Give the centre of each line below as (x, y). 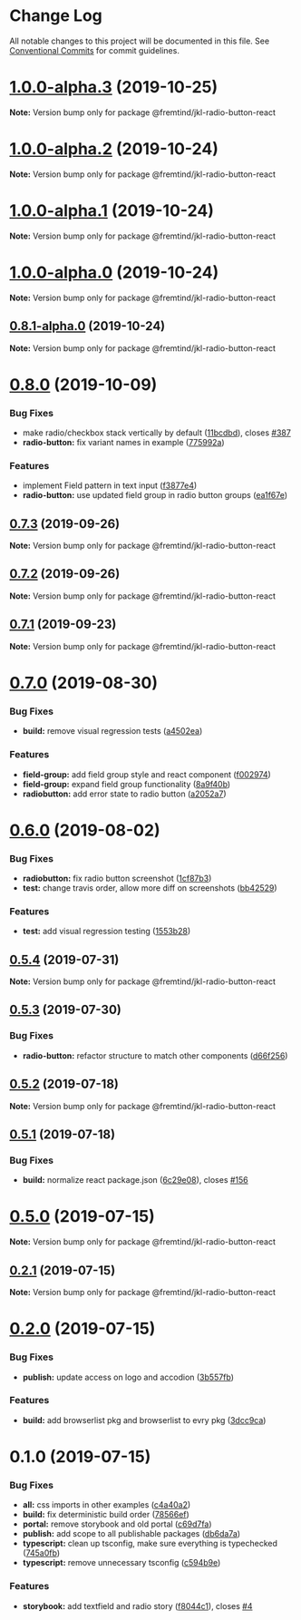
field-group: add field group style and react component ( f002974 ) (147, 774)
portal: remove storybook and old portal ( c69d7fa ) (117, 1524)
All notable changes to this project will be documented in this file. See (140, 41)
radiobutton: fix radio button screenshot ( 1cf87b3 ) (117, 878)
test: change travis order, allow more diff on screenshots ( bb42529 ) (150, 888)
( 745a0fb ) (41, 1553)
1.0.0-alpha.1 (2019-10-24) (112, 210)
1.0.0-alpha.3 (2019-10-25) (114, 88)
